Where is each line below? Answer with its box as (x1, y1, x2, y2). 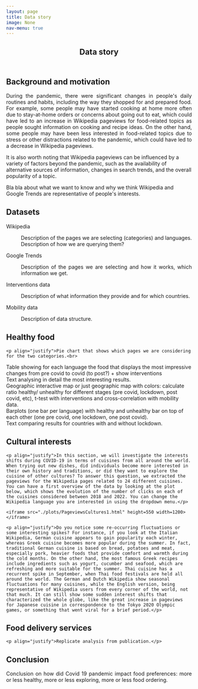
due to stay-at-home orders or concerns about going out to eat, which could (6, 111, 192, 118)
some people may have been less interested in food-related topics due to (6, 130, 192, 137)
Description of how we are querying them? (21, 240, 125, 247)
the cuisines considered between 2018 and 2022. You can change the (6, 493, 178, 499)
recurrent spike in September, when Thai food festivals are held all (6, 571, 183, 577)
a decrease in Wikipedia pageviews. (6, 143, 94, 150)
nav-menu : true (6, 25, 44, 31)
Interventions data (6, 281, 51, 288)
